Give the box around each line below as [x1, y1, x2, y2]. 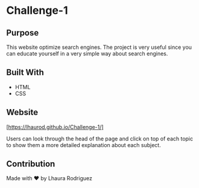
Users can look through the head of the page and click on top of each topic [6, 135, 194, 142]
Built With [6, 67, 44, 78]
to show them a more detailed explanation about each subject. [6, 141, 161, 148]
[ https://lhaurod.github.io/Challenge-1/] [6, 123, 104, 130]
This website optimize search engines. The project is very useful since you [6, 43, 192, 51]
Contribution [6, 159, 55, 169]
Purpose [6, 28, 39, 38]
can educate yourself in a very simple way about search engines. [6, 50, 168, 57]
